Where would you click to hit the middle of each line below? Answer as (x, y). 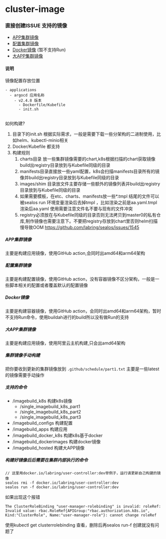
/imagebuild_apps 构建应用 (40, 429)
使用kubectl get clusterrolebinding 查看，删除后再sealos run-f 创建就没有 (80, 525)
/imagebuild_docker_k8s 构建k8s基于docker (57, 435)
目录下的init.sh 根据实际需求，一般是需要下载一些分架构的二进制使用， (84, 134)
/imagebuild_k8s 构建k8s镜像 (42, 401)
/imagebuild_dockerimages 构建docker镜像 (56, 441)
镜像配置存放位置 (23, 80)
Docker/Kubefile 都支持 (36, 146)
